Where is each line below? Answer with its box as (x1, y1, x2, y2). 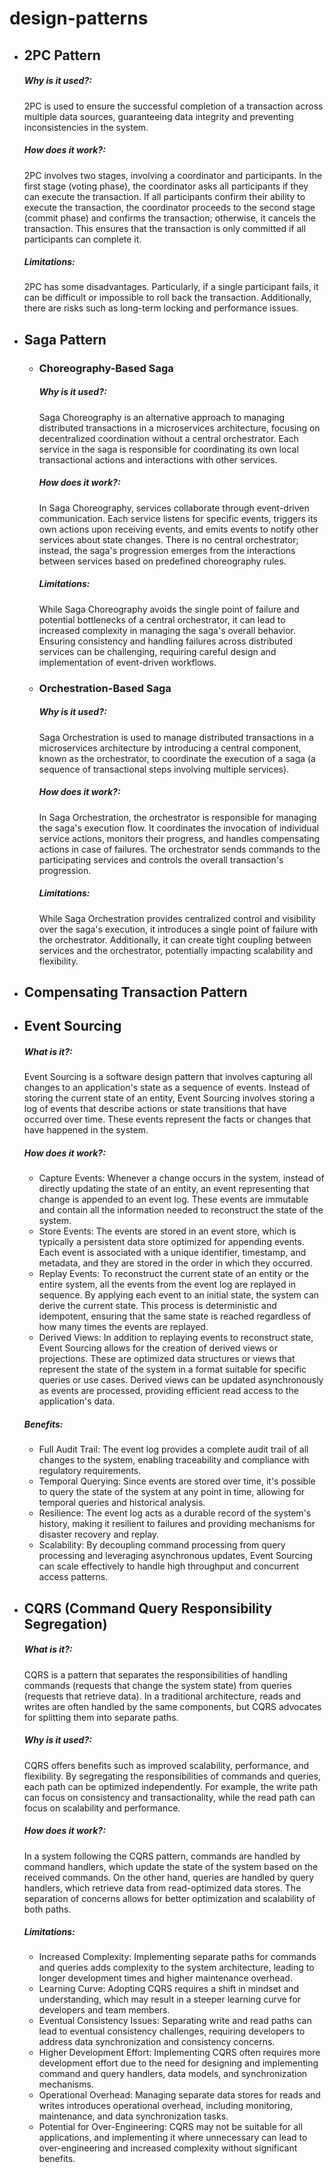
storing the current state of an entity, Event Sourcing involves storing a (23, 1092, 316, 1104)
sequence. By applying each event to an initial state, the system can (38, 1289, 320, 1301)
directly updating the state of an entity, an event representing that (38, 1183, 310, 1195)
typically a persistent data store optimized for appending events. (38, 1236, 305, 1248)
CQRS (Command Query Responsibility (23, 1600, 273, 1617)
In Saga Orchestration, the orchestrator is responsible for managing (38, 811, 317, 823)
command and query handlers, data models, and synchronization (38, 2068, 308, 2080)
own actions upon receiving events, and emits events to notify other (38, 523, 319, 535)
